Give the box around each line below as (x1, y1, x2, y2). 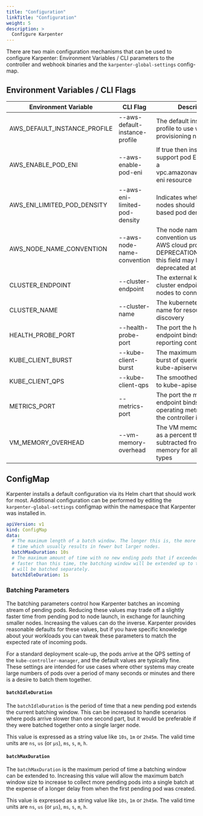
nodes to (156, 288, 181, 297)
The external (156, 273, 192, 281)
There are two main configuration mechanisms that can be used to (6, 48, 172, 55)
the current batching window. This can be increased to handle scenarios (6, 709, 186, 716)
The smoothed (156, 373, 198, 381)
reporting (156, 338, 183, 347)
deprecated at (156, 263, 196, 272)
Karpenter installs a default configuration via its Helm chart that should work (6, 490, 196, 497)
